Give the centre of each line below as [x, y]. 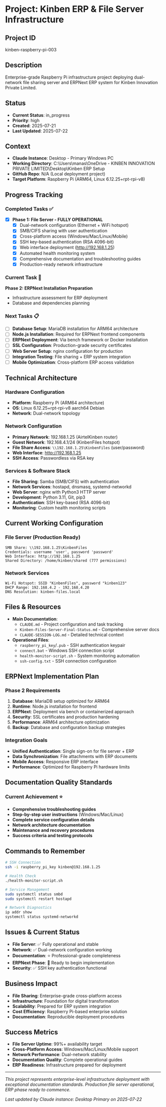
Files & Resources [33, 607]
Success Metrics [32, 1032]
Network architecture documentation [51, 825]
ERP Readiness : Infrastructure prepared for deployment [69, 1065]
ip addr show [19, 912]
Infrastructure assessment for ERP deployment [60, 298]
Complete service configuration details [53, 820]
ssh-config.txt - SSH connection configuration [68, 661]
